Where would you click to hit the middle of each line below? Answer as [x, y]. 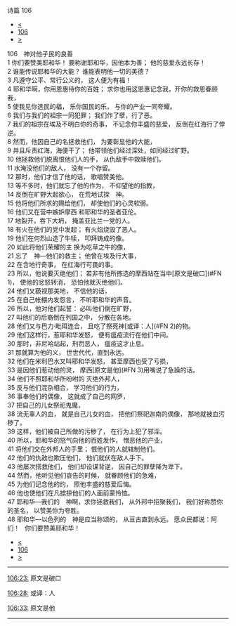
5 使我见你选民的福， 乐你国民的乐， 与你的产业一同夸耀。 [92, 106]
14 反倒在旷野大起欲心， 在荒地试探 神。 [68, 194]
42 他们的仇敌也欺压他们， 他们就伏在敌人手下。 [78, 458]
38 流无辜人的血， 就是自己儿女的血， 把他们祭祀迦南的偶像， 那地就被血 [113, 414]
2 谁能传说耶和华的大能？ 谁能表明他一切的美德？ [79, 71]
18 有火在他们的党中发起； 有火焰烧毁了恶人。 [74, 229]
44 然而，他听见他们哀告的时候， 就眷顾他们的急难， [84, 475]
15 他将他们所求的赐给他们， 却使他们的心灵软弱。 [80, 203]
